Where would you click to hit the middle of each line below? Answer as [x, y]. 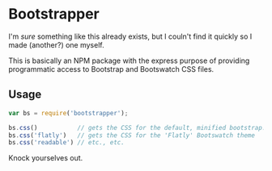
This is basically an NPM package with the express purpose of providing [129, 60]
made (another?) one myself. [56, 44]
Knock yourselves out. [46, 158]
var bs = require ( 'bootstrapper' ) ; [68, 113]
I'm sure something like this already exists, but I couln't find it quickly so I [130, 36]
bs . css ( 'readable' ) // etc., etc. [67, 143]
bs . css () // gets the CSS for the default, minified [117, 127]
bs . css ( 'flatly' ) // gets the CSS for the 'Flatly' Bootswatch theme [132, 135]
